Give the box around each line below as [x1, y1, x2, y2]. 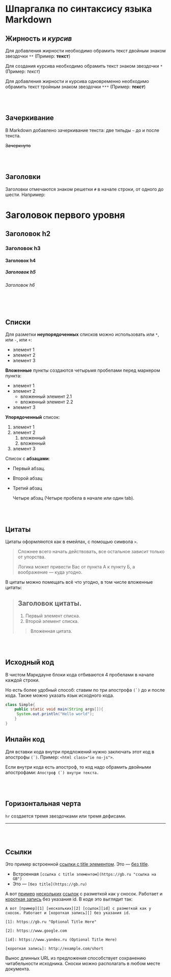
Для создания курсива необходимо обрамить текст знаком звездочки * [5, 63, 163, 69]
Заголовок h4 [5, 257, 36, 263]
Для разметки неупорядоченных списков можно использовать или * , [5, 332, 159, 338]
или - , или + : [5, 337, 32, 343]
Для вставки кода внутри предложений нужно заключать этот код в [5, 748, 155, 754]
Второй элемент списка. [25, 618, 79, 624]
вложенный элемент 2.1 [20, 393, 72, 400]
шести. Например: [5, 192, 46, 198]
